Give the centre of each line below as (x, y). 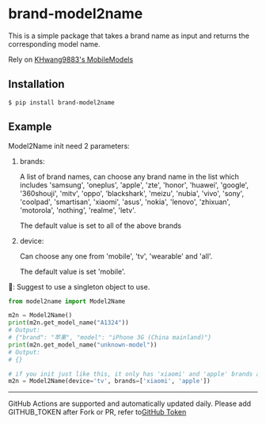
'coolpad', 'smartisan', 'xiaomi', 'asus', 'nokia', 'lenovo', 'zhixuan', (125, 202)
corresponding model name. (54, 44)
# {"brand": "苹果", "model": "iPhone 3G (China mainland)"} (110, 338)
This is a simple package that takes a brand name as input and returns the (129, 36)
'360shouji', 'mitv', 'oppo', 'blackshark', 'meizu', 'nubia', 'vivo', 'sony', (131, 193)
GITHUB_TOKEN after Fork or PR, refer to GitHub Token (97, 412)
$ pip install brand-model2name (61, 102)
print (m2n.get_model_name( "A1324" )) (68, 323)
